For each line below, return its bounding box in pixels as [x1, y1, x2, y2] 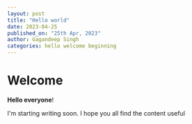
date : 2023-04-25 [7, 23, 58, 30]
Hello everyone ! [7, 95, 54, 104]
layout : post [7, 10, 45, 17]
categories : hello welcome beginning [7, 42, 117, 49]
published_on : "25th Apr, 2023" [7, 29, 101, 37]
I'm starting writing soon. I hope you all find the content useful [7, 109, 186, 117]
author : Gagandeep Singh [7, 36, 79, 43]
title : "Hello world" [7, 17, 70, 24]
